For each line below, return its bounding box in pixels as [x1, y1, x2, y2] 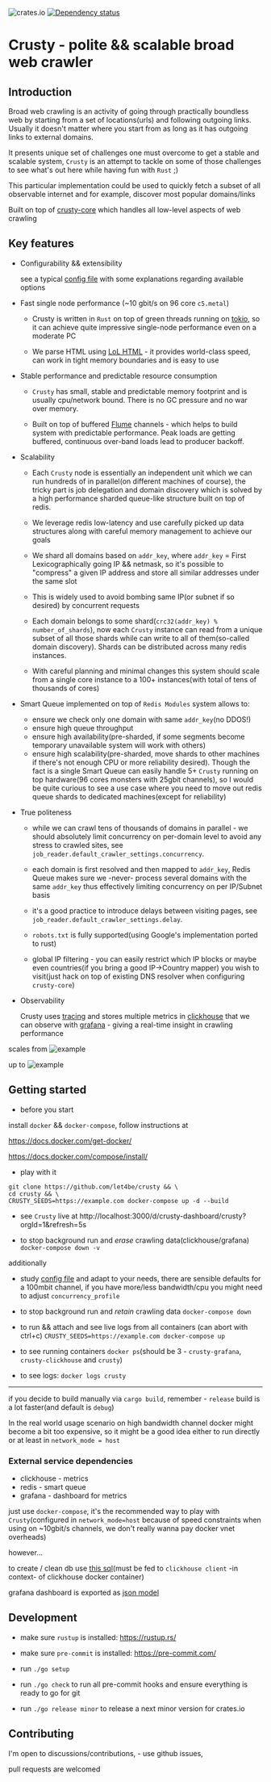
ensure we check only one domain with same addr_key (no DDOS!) [31, 715, 252, 724]
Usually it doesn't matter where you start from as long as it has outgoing [8, 124, 248, 133]
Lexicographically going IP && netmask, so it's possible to [31, 559, 224, 568]
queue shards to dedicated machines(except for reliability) [31, 791, 227, 801]
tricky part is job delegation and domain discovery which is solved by [31, 484, 262, 494]
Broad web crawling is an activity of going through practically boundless [8, 107, 249, 116]
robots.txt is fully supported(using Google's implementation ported [31, 929, 258, 940]
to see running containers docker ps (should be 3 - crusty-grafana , [19, 1346, 242, 1356]
